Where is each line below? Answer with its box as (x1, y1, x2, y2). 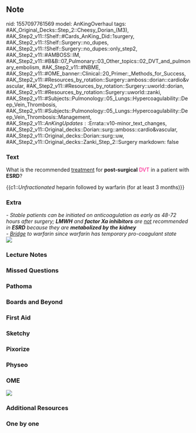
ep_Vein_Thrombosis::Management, (6, 114, 92, 121)
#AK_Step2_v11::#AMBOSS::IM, (6, 51, 81, 58)
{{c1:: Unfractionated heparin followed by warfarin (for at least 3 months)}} (6, 184, 185, 191)
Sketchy (6, 329, 30, 337)
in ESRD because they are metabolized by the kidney (6, 224, 136, 231)
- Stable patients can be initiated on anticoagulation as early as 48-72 (6, 212, 177, 219)
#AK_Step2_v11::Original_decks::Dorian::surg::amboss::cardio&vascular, (6, 126, 178, 133)
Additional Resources (6, 404, 68, 412)
